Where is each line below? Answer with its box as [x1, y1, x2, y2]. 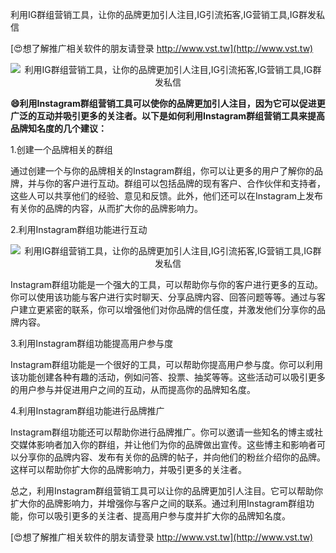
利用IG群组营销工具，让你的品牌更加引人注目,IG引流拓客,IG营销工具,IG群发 [10, 9, 317, 20]
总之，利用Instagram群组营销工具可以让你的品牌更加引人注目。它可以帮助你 [10, 485, 323, 497]
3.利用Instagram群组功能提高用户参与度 [10, 338, 174, 349]
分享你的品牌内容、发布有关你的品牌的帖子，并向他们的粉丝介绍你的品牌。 [18, 451, 326, 463]
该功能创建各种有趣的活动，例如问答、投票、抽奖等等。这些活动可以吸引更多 [10, 371, 326, 383]
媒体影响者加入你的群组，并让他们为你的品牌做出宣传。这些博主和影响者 [18, 439, 317, 450]
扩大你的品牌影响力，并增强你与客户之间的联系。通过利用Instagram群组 [10, 498, 306, 509]
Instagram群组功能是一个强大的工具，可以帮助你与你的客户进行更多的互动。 [10, 279, 323, 290]
